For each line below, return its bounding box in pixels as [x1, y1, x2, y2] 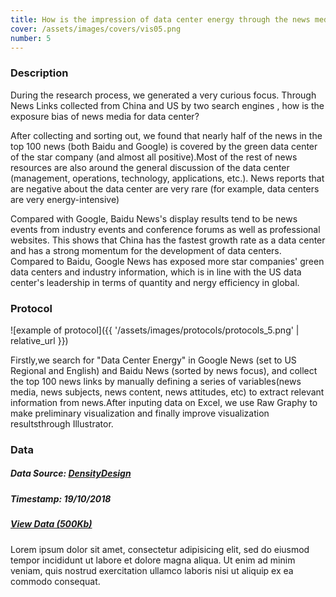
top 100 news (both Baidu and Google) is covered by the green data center [10, 140, 318, 152]
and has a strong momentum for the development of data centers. [10, 244, 282, 256]
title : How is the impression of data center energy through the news [10, 14, 311, 25]
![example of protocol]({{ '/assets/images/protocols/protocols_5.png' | [10, 324, 300, 336]
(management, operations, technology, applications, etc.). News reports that [10, 172, 325, 184]
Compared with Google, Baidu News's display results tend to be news [10, 212, 298, 225]
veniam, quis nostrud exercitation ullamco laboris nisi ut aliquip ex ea [10, 564, 294, 576]
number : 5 [10, 33, 52, 43]
